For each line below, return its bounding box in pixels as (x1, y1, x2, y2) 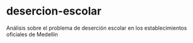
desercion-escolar (6, 4, 102, 18)
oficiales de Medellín (6, 30, 58, 38)
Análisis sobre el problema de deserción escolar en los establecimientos (6, 24, 187, 31)
